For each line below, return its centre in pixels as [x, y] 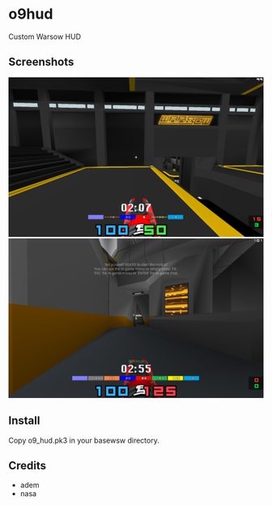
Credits [28, 466]
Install [24, 421]
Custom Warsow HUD [45, 36]
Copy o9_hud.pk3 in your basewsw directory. [84, 440]
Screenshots [41, 62]
